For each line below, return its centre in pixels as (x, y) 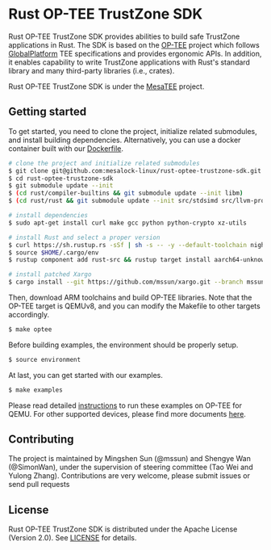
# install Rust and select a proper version (84, 237)
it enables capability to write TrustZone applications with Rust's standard (129, 62)
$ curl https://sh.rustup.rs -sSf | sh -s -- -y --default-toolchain (128, 245)
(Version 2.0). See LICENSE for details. (73, 538)
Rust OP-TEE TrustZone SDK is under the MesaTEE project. (106, 86)
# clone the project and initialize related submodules (104, 163)
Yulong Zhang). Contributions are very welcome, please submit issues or (129, 476)
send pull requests (39, 485)
